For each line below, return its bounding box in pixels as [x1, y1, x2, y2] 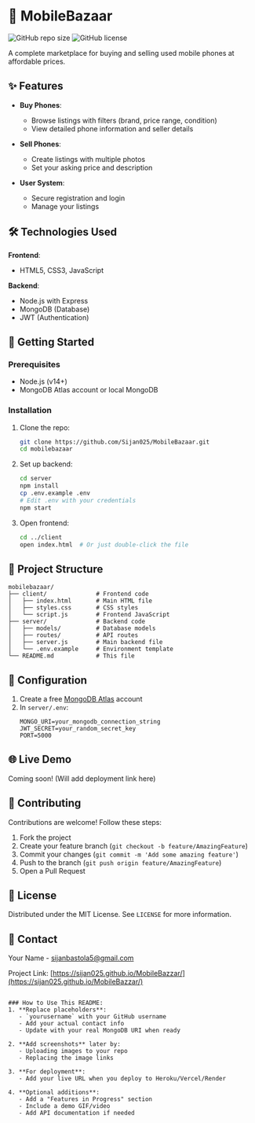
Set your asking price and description [31, 163, 153, 172]
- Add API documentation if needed [18, 1109, 135, 1117]
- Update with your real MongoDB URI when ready [18, 1026, 180, 1035]
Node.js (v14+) [19, 377, 68, 386]
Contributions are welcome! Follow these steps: [8, 817, 162, 827]
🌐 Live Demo [8, 753, 72, 766]
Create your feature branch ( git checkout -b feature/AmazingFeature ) [19, 841, 249, 850]
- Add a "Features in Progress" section [18, 1095, 153, 1103]
